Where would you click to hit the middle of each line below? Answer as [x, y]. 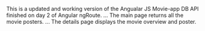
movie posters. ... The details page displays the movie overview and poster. [102, 22]
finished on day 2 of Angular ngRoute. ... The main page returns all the [95, 15]
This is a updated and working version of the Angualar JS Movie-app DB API [102, 9]
